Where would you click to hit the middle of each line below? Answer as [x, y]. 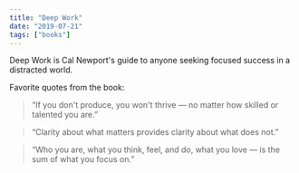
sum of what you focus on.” [83, 159]
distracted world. [41, 70]
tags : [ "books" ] [40, 34]
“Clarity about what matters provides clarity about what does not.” [155, 132]
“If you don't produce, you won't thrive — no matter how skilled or [155, 105]
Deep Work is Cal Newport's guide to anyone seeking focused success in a [150, 61]
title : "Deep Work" [46, 18]
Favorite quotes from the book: [67, 88]
